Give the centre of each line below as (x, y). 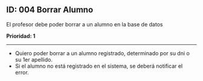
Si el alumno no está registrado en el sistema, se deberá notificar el (99, 66)
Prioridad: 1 (21, 36)
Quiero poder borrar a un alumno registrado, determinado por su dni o (102, 53)
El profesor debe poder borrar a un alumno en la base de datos (85, 24)
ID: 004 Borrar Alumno (50, 10)
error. (22, 72)
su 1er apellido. (34, 59)
